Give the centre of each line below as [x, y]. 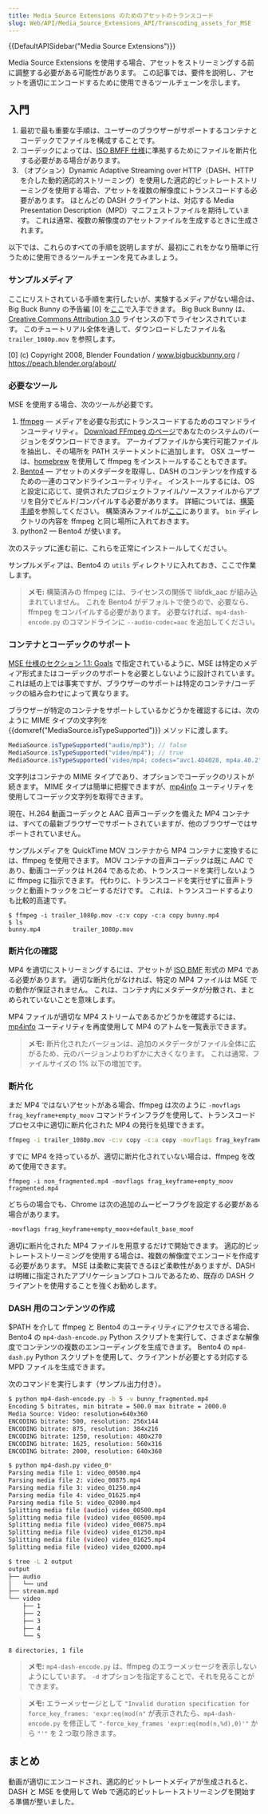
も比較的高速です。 [39, 900]
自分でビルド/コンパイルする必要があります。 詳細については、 [137, 501]
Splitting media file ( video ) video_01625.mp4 [87, 1540]
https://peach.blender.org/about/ [62, 363]
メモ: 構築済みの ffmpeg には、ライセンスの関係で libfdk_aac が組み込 [142, 592]
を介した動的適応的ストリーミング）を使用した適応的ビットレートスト [135, 180]
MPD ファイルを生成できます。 [59, 1367]
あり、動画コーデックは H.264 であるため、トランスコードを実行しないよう [132, 870]
